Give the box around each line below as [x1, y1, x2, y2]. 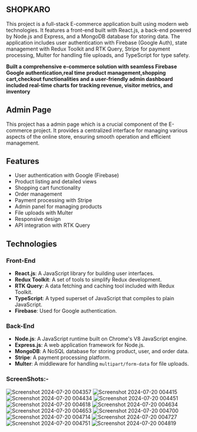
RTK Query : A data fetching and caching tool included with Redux [14, 282, 175, 290]
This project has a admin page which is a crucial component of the [6, 120, 168, 128]
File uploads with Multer [14, 209, 74, 216]
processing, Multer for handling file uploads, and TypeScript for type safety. [6, 51, 190, 58]
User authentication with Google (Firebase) [14, 172, 119, 179]
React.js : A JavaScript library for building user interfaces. [14, 270, 155, 277]
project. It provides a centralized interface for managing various [33, 126, 188, 134]
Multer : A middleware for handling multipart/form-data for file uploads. [14, 360, 189, 367]
